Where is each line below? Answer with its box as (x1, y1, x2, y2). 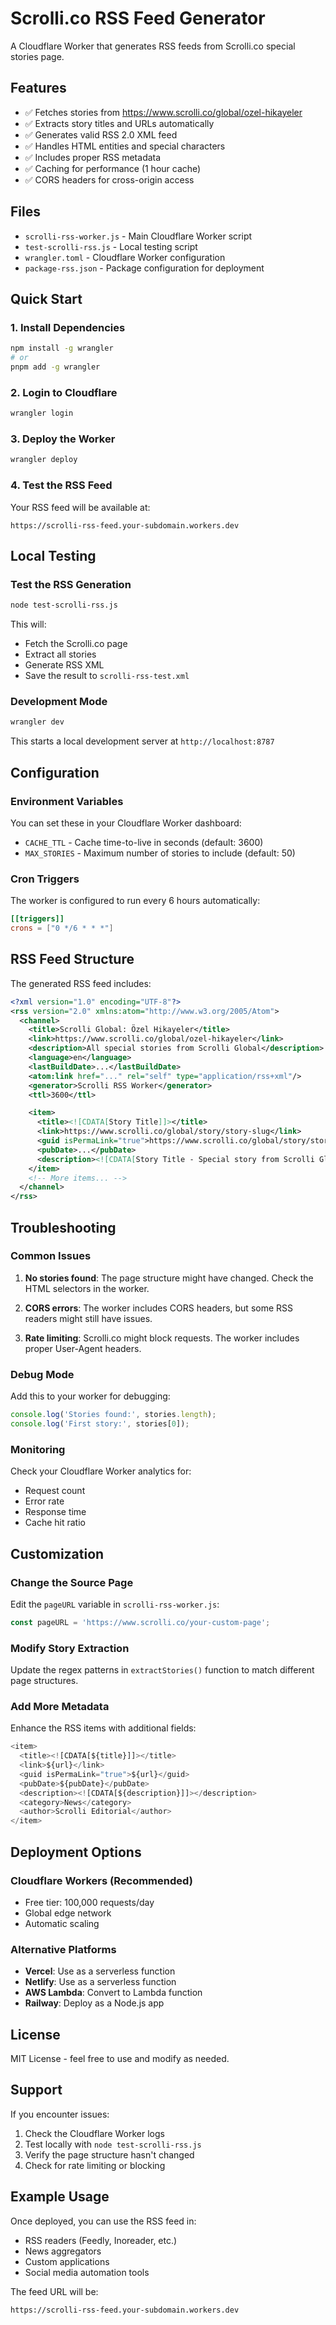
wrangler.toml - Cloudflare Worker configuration (24, 251, 226, 263)
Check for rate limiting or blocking (24, 2159, 166, 2171)
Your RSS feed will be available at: (10, 501, 151, 513)
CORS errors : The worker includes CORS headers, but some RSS (24, 1302, 294, 1314)
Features (10, 80, 67, 97)
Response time (24, 1506, 87, 1518)
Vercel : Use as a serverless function (24, 1965, 176, 1977)
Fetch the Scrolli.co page (24, 638, 128, 650)
